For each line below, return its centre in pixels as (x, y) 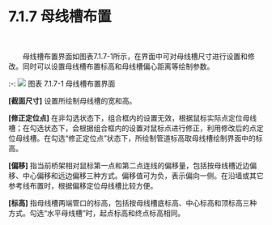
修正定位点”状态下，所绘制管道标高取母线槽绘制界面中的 (162, 138)
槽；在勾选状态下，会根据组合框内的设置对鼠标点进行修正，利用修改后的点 (132, 128)
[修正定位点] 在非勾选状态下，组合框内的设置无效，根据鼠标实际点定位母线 (133, 117)
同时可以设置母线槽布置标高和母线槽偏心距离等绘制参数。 (118, 66)
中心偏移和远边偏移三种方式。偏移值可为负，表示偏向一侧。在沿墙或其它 (143, 176)
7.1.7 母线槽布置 (60, 17)
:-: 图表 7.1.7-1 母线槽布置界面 (62, 83)
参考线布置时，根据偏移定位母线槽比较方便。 (83, 185)
